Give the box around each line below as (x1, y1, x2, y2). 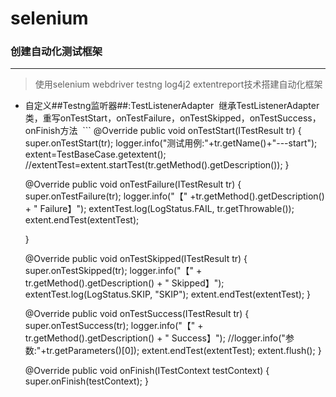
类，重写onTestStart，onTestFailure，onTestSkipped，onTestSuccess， (24, 112, 322, 124)
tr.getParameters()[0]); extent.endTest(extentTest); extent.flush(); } (46, 345, 322, 357)
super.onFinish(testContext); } (24, 375, 149, 387)
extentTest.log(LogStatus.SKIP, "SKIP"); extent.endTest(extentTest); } (24, 288, 312, 301)
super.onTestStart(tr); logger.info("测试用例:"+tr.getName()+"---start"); (24, 137, 318, 149)
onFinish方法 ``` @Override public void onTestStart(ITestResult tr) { (24, 125, 302, 137)
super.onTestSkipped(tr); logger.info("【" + (24, 265, 203, 277)
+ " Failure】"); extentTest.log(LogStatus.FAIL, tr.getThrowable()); (24, 203, 295, 215)
